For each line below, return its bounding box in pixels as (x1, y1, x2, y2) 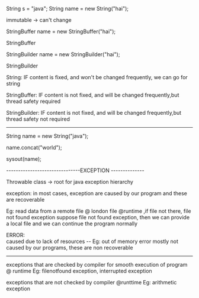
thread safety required (6, 98, 61, 105)
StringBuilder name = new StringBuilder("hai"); (6, 51, 120, 58)
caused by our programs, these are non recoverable (6, 244, 133, 251)
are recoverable (6, 196, 45, 203)
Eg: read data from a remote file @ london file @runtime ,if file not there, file (6, 208, 191, 215)
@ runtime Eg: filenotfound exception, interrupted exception (6, 267, 152, 274)
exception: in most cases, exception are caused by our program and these (6, 190, 188, 197)
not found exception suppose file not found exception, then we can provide (6, 214, 190, 221)
